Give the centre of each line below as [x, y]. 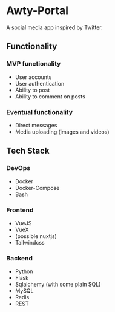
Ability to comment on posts [50, 96]
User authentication [40, 83]
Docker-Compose [37, 188]
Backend [20, 258]
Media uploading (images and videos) [62, 132]
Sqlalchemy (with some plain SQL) [58, 284]
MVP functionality [34, 64]
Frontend [20, 210]
